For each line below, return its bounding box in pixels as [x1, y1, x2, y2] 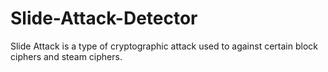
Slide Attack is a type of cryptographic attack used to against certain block [10, 40, 318, 52]
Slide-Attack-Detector [10, 7, 198, 30]
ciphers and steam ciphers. [10, 50, 123, 62]
